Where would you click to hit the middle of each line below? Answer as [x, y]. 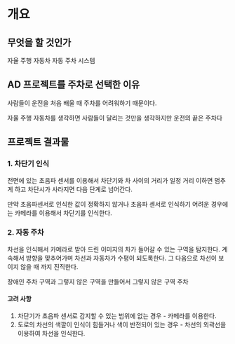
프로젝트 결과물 [38, 142]
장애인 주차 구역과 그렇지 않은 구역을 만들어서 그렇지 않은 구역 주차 [98, 282]
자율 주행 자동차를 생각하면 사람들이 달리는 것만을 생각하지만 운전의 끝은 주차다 [115, 118]
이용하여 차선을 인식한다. [51, 333]
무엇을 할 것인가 [39, 42]
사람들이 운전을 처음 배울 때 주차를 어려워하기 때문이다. [82, 103]
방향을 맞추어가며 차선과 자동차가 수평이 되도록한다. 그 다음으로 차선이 [121, 258]
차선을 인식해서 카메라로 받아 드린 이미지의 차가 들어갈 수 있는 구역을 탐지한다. [114, 249]
